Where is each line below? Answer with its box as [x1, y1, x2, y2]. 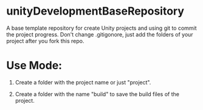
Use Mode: [6, 59, 63, 72]
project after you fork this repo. [6, 37, 84, 44]
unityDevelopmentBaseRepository [6, 4, 184, 18]
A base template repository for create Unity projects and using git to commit [6, 24, 197, 32]
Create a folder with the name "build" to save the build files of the [15, 90, 179, 98]
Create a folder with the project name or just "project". [15, 78, 151, 86]
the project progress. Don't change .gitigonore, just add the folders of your [6, 30, 193, 38]
